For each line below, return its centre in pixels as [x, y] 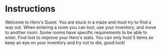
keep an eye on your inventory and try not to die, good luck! [65, 42]
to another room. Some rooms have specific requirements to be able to [76, 32]
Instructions [30, 9]
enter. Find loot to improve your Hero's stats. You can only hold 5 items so [79, 37]
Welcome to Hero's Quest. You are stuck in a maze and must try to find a [78, 22]
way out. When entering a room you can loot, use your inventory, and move [81, 27]
